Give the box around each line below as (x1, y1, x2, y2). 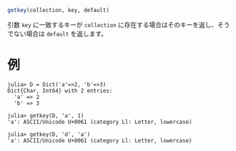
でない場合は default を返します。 (7, 29, 108, 38)
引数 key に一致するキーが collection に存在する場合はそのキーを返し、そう (7, 20, 230, 28)
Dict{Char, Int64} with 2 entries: (7, 87, 113, 94)
